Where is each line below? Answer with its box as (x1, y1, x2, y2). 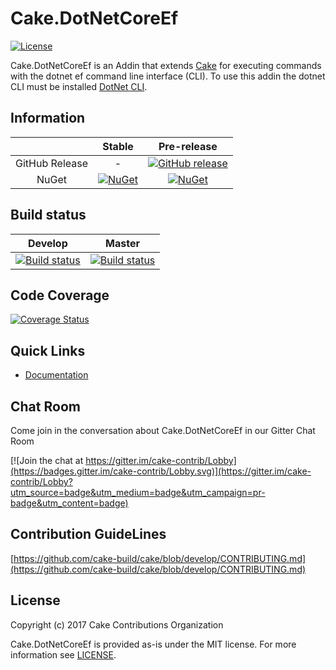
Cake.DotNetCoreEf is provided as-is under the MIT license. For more (10, 638, 297, 650)
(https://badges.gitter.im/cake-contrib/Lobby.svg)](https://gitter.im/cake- (10, 465, 312, 477)
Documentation (24, 369, 89, 381)
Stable (102, 139, 134, 153)
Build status (10, 207, 87, 224)
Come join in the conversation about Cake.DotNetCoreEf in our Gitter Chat (10, 425, 316, 436)
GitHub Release (15, 156, 88, 170)
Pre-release (158, 139, 218, 153)
